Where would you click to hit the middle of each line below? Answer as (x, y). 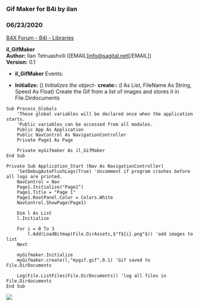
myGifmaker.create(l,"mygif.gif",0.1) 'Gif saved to (84, 260)
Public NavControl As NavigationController (72, 135)
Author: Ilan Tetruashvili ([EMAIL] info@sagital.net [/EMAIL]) (79, 56)
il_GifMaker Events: (39, 74)
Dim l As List (34, 214)
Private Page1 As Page (45, 140)
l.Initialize (33, 219)
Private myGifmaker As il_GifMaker (61, 151)
